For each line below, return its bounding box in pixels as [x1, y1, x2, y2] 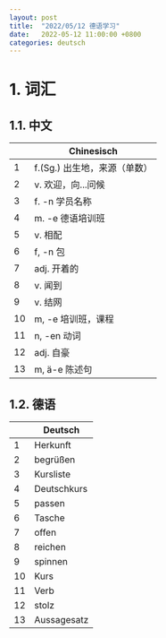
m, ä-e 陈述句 [34, 364, 93, 376]
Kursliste [34, 468, 71, 480]
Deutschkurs [34, 483, 87, 496]
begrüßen [34, 453, 76, 466]
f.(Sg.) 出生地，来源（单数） [34, 162, 154, 175]
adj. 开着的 [34, 263, 79, 275]
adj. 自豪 [34, 347, 71, 359]
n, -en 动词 [34, 330, 82, 342]
